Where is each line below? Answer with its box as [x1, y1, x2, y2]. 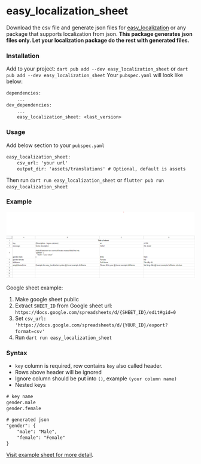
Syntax [6, 349, 28, 357]
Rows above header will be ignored [14, 369, 102, 376]
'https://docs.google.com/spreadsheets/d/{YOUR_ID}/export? [14, 322, 168, 328]
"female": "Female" [17, 435, 66, 441]
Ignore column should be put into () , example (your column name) [14, 375, 178, 382]
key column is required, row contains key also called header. [14, 362, 163, 370]
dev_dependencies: [6, 102, 52, 108]
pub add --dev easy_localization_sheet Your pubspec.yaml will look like [6, 72, 184, 79]
